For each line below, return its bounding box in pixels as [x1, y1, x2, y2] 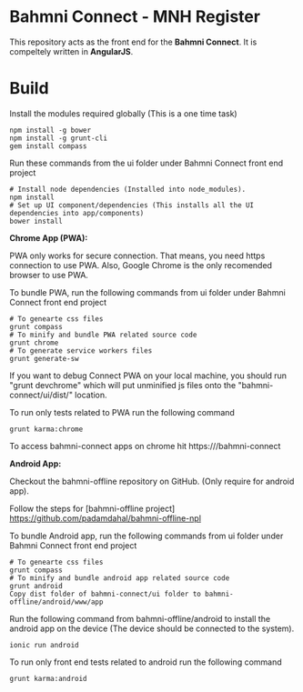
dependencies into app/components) [9, 208, 145, 217]
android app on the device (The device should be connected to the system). [9, 623, 295, 634]
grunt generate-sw [9, 354, 79, 363]
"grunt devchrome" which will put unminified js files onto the [9, 379, 237, 390]
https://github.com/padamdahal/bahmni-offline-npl [9, 512, 202, 524]
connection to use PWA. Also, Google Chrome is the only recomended [9, 259, 273, 270]
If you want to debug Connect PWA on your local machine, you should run [9, 370, 288, 381]
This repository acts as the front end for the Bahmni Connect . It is [9, 36, 258, 47]
